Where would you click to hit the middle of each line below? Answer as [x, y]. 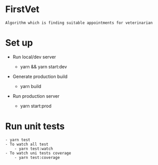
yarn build [31, 86]
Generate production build [40, 76]
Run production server [36, 96]
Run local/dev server [34, 57]
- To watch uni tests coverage [38, 153]
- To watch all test [27, 144]
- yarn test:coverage [37, 157]
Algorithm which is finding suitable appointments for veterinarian [79, 23]
